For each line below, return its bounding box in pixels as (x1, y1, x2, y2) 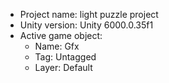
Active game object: (19, 30, 103, 41)
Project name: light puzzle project (19, 9, 159, 20)
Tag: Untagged (34, 51, 97, 63)
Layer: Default (34, 62, 93, 73)
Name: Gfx (34, 40, 80, 52)
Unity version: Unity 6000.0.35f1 (19, 19, 154, 31)
